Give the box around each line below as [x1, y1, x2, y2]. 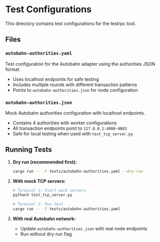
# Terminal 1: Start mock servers [12, 187, 86, 193]
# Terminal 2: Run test [12, 202, 64, 207]
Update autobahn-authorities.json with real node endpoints [20, 226, 148, 232]
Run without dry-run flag [20, 231, 72, 237]
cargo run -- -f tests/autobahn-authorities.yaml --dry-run [12, 169, 143, 174]
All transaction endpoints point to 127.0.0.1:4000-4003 [12, 125, 127, 131]
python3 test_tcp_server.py [12, 193, 72, 198]
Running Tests [5, 145, 52, 154]
